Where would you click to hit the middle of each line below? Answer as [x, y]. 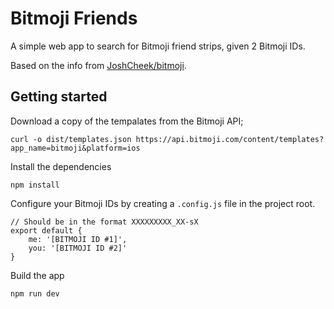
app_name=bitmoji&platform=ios [75, 148]
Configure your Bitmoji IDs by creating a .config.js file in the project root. [163, 203]
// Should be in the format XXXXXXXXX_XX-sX [104, 222]
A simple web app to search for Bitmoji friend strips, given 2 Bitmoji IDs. [158, 46]
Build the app [37, 275]
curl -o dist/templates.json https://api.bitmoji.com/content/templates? [167, 139]
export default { [46, 230]
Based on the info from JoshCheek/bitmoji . [98, 65]
